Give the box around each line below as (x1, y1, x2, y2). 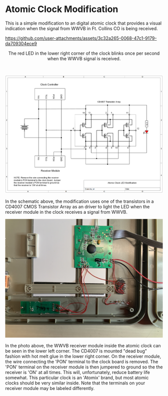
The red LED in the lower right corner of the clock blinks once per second (8, 50, 160, 56)
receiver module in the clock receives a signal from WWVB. (5, 209, 127, 215)
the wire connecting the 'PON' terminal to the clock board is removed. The (5, 359, 158, 365)
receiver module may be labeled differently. (5, 385, 95, 391)
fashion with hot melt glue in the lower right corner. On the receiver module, (5, 353, 161, 359)
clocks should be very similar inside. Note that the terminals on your (5, 380, 145, 386)
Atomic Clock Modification (5, 4, 118, 15)
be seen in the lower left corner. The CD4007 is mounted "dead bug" (5, 348, 147, 354)
